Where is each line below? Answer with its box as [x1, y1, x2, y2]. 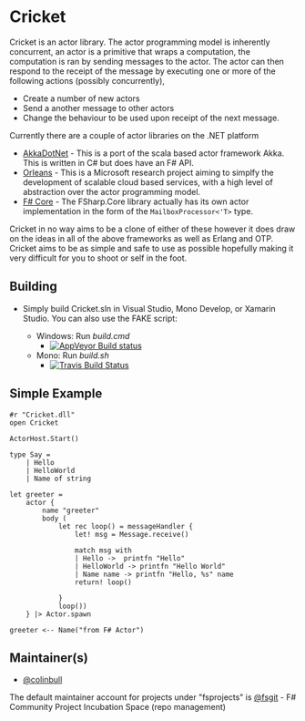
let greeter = [9, 489, 64, 499]
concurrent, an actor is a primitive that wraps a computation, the [9, 46, 250, 57]
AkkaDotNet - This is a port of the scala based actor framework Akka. [22, 148, 285, 159]
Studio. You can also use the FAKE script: [22, 313, 178, 324]
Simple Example [9, 386, 103, 402]
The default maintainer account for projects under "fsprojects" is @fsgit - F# [9, 692, 297, 703]
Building [9, 279, 57, 294]
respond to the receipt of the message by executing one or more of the [9, 66, 276, 77]
